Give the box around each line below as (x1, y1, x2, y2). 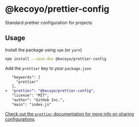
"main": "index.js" (11, 102, 52, 107)
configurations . (5, 116, 36, 122)
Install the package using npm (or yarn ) (5, 47, 82, 52)
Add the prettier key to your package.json (5, 65, 92, 71)
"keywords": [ (11, 75, 41, 79)
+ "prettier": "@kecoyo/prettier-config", (5, 88, 96, 94)
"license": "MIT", (11, 93, 50, 98)
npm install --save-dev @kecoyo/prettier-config (5, 56, 107, 61)
